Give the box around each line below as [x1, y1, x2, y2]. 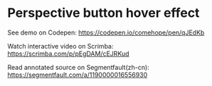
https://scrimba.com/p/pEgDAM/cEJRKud [7, 49, 129, 58]
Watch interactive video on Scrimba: [7, 42, 114, 50]
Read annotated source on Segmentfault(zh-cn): [7, 63, 149, 71]
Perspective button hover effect [7, 5, 200, 21]
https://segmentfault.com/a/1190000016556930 [7, 70, 148, 79]
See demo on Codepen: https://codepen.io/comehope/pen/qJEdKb [7, 28, 205, 37]
